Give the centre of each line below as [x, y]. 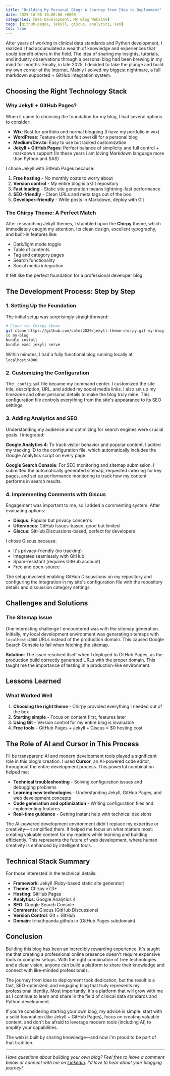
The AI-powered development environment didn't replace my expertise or [82, 824]
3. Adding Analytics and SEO [42, 418]
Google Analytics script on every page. [46, 455]
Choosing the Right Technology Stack [66, 91]
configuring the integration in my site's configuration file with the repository [84, 582]
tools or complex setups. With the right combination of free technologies [81, 959]
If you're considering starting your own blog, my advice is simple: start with [84, 1011]
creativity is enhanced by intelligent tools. [49, 845]
